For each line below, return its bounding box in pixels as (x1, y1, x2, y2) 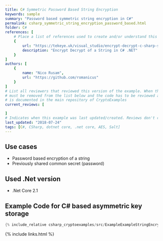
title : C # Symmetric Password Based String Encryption (5, 7, 118, 12)
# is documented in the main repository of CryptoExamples (5, 98, 127, 103)
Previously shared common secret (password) (12, 161, 105, 167)
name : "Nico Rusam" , (22, 71, 64, 75)
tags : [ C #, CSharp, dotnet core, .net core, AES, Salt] (5, 125, 120, 130)
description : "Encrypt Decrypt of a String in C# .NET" (22, 48, 138, 53)
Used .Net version (5, 175, 61, 183)
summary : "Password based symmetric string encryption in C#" (5, 16, 133, 21)
